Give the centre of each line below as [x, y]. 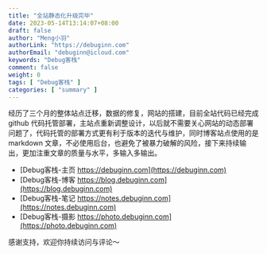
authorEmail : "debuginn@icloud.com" [69, 53]
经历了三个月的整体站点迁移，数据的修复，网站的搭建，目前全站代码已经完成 [133, 113]
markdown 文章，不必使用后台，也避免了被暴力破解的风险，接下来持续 [124, 143]
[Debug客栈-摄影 [48, 217]
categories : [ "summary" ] [53, 90]
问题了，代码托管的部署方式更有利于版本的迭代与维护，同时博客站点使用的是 [133, 133]
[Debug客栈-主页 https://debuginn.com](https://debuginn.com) [123, 170]
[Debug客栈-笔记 [48, 198]
